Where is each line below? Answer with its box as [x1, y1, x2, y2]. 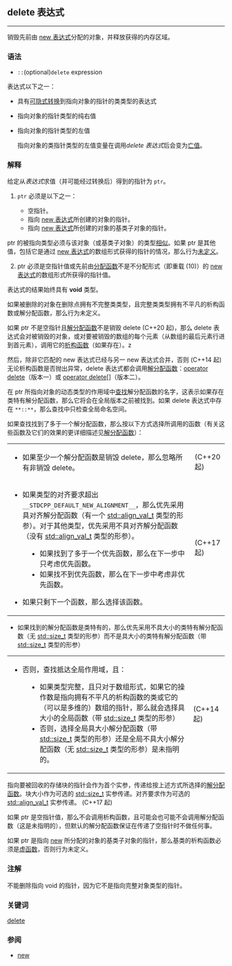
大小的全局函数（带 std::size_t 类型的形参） [39, 713, 180, 723]
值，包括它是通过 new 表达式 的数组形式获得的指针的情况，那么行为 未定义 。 [7, 247, 222, 256]
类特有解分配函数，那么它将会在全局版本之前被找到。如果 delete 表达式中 [7, 396, 216, 405]
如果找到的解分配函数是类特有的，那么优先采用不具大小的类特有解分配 [17, 623, 217, 632]
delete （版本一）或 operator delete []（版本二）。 [7, 373, 145, 381]
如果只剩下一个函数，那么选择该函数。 [22, 597, 147, 607]
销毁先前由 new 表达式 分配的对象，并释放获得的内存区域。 [7, 33, 174, 41]
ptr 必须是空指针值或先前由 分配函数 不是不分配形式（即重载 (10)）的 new [17, 262, 223, 270]
